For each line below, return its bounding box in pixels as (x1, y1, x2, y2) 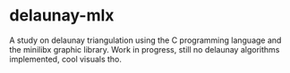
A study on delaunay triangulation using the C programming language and (9, 35, 282, 45)
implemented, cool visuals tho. (9, 53, 123, 64)
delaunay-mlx (9, 5, 115, 26)
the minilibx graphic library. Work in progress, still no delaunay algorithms (9, 44, 280, 54)
